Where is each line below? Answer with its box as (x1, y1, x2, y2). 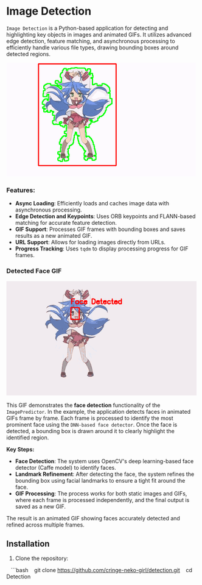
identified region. (6, 434, 49, 441)
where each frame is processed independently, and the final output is (15, 496, 190, 503)
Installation (6, 538, 50, 549)
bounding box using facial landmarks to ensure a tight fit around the (15, 477, 186, 484)
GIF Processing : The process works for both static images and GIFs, (15, 489, 187, 497)
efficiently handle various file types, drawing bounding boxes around (6, 44, 179, 51)
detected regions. (6, 50, 50, 57)
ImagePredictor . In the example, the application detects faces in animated (6, 408, 191, 415)
